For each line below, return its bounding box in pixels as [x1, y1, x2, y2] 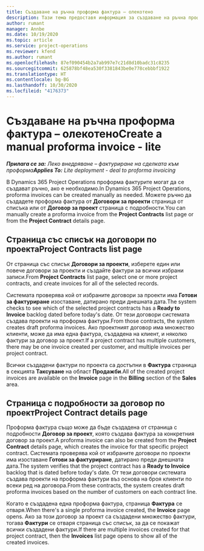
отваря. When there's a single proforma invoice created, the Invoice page [6, 507, 190, 514]
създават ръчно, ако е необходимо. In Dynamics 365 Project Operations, [6, 185, 192, 192]
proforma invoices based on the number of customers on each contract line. [6, 488, 197, 496]
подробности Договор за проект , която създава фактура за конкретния [6, 430, 194, 437]
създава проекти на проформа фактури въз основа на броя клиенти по [6, 475, 192, 483]
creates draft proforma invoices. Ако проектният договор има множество [6, 323, 194, 331]
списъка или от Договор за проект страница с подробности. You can [6, 204, 186, 211]
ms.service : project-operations [6, 43, 88, 49]
